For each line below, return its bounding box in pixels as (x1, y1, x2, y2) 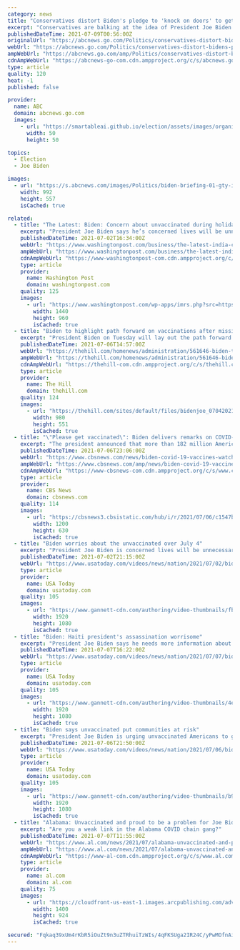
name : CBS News (26, 487, 72, 494)
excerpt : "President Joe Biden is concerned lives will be (20, 547, 200, 554)
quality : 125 (20, 288, 59, 295)
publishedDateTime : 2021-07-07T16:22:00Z (20, 646, 145, 654)
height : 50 (26, 136, 59, 144)
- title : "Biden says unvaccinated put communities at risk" (14, 726, 200, 733)
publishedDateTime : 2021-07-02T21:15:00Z (20, 554, 145, 561)
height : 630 (33, 526, 69, 534)
